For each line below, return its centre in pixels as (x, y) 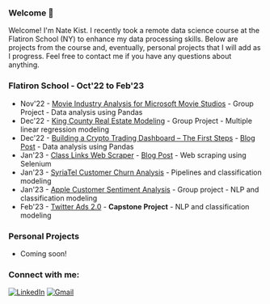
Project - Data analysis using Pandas (81, 112)
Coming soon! (43, 253)
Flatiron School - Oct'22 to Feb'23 (76, 86)
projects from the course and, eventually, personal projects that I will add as (135, 48)
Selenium (36, 163)
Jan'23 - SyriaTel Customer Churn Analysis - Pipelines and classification (141, 172)
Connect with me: (44, 274)
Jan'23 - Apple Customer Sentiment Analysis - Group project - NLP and (139, 189)
